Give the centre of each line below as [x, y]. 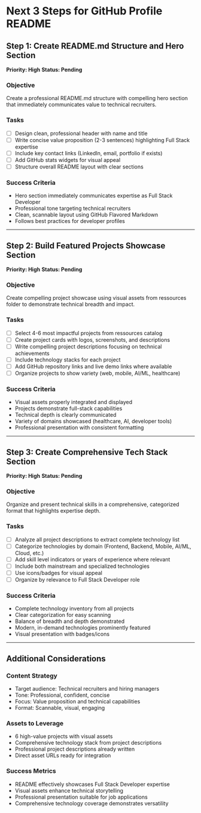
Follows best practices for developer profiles [70, 221]
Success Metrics [31, 771]
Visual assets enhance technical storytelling [69, 790]
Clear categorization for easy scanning [63, 615]
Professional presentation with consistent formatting [79, 427]
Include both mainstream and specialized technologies [82, 566]
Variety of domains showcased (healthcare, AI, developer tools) [93, 421]
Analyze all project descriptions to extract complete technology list [97, 539]
